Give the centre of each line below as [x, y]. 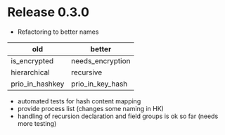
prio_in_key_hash [99, 84]
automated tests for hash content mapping [79, 101]
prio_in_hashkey [38, 84]
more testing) [37, 123]
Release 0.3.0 [49, 12]
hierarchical [31, 72]
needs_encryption [101, 60]
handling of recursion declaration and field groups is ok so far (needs [118, 116]
